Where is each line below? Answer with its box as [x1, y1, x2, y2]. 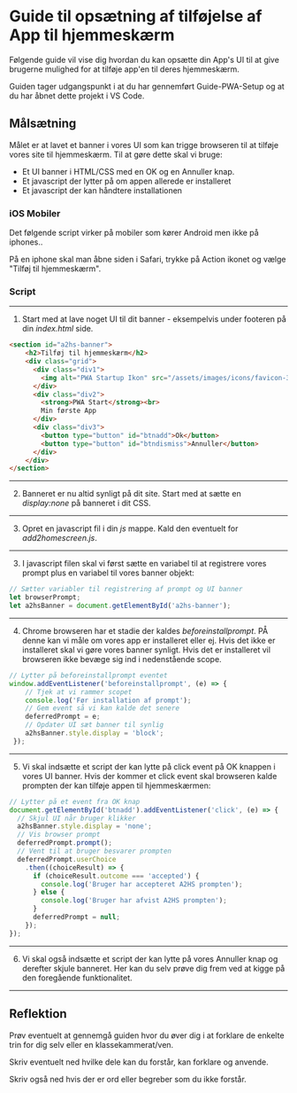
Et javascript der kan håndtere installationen [21, 184, 183, 196]
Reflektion [9, 1006, 68, 1021]
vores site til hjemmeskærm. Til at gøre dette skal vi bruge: [9, 149, 223, 160]
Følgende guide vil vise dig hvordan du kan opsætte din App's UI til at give [9, 54, 280, 65]
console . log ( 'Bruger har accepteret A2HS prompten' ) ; [41, 879, 243, 888]
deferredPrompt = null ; [32, 913, 121, 922]
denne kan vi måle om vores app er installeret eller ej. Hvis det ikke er [21, 635, 276, 645]
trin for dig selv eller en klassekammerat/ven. [9, 1039, 174, 1050]
